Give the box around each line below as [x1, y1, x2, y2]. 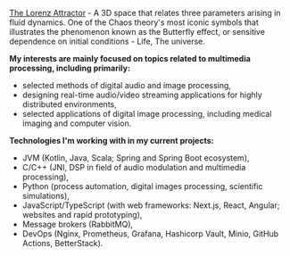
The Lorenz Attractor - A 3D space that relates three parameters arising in [9, 8, 281, 18]
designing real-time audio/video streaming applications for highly [21, 89, 263, 100]
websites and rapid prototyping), [21, 210, 143, 220]
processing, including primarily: [9, 62, 131, 73]
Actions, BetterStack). [21, 238, 104, 248]
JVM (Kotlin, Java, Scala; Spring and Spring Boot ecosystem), [21, 153, 250, 163]
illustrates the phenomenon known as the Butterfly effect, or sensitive [9, 27, 266, 37]
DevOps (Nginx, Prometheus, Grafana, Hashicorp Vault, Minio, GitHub [21, 228, 279, 239]
